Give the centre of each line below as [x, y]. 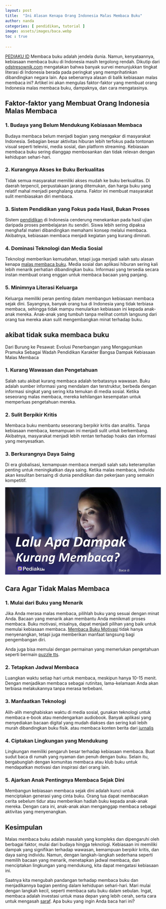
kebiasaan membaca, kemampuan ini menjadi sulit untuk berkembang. [77, 431]
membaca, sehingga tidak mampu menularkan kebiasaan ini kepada [74, 309]
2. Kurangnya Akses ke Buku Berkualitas [55, 169]
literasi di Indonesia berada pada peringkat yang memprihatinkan [71, 72]
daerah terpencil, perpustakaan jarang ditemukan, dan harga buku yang [78, 186]
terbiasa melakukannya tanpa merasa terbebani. [54, 689]
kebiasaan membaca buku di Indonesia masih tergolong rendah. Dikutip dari [83, 61]
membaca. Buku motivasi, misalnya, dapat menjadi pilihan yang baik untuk [81, 624]
